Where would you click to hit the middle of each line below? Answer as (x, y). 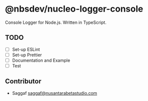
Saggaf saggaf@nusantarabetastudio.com (55, 93)
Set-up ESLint (26, 49)
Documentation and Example (41, 60)
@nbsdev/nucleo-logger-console (74, 9)
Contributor (23, 81)
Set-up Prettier (27, 55)
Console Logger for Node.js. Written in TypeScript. (56, 22)
